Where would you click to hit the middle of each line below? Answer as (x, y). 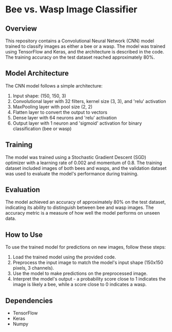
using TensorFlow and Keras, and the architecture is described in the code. (85, 52)
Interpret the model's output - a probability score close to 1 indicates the (89, 279)
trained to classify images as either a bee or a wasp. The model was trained (85, 46)
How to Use (24, 234)
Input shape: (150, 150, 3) (40, 96)
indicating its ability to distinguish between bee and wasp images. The (80, 207)
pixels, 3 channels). (33, 268)
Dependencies (29, 300)
